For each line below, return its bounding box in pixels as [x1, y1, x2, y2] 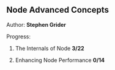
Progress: [6, 33, 31, 40]
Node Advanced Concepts [6, 5, 109, 15]
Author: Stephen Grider [6, 21, 66, 28]
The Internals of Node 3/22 [15, 44, 84, 52]
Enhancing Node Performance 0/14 [15, 56, 105, 63]
